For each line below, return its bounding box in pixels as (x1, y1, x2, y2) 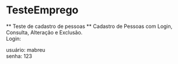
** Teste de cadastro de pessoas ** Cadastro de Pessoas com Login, (6, 23, 173, 30)
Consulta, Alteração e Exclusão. (6, 29, 83, 35)
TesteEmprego (6, 3, 79, 17)
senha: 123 (6, 52, 32, 59)
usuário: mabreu (6, 46, 46, 53)
